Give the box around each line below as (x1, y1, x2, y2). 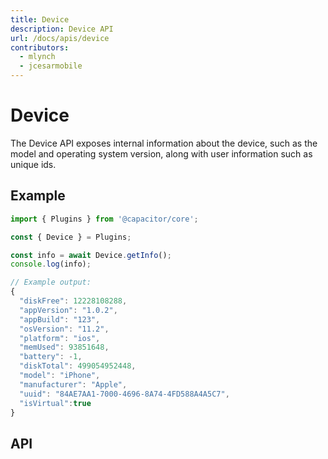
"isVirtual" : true (19, 398, 92, 408)
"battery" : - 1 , (19, 352, 83, 362)
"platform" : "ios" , (19, 333, 101, 343)
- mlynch (19, 52, 56, 62)
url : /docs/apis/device (10, 33, 110, 43)
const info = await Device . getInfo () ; (10, 250, 172, 260)
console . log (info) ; (10, 259, 92, 270)
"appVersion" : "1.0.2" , (19, 305, 118, 315)
